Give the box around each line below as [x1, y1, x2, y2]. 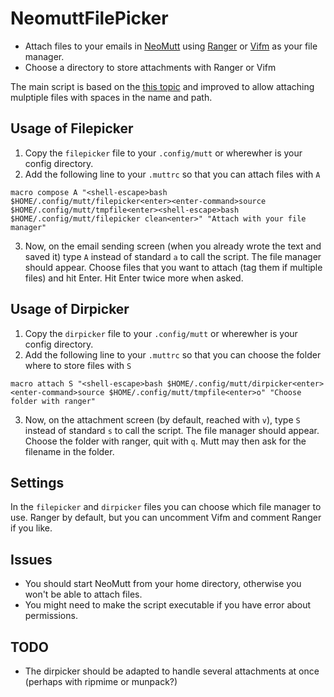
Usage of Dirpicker [10, 301, 130, 318]
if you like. [10, 522, 53, 534]
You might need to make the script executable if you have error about [24, 599, 312, 611]
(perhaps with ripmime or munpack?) [24, 676, 178, 687]
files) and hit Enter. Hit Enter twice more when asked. [24, 272, 244, 284]
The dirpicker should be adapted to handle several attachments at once [24, 665, 320, 677]
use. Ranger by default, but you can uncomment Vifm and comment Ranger [10, 512, 322, 524]
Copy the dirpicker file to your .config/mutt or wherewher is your [24, 327, 298, 339]
